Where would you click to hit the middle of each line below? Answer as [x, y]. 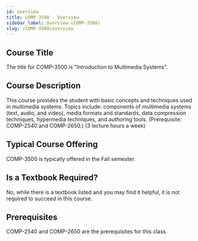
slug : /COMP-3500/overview [40, 28]
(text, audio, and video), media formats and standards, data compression [96, 113]
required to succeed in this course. [49, 199]
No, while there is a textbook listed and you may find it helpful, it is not [93, 192]
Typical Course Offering [52, 144]
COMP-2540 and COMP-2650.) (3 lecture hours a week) [76, 126]
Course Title [30, 52]
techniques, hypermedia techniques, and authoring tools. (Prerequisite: [94, 119]
